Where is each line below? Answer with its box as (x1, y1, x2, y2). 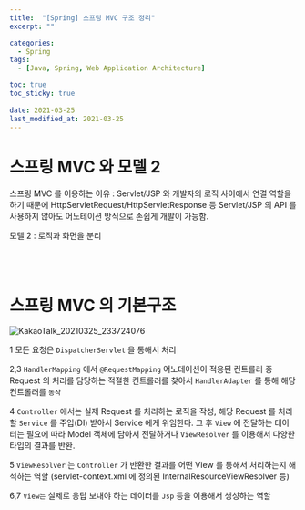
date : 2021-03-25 (9, 106, 76, 115)
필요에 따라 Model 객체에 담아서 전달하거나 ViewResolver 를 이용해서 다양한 (25, 429, 296, 440)
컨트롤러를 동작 (9, 387, 62, 398)
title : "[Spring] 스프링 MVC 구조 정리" (9, 13, 156, 23)
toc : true (9, 80, 47, 89)
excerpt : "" (9, 22, 55, 31)
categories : (9, 38, 55, 47)
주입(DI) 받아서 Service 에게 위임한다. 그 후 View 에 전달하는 (58, 417, 273, 429)
